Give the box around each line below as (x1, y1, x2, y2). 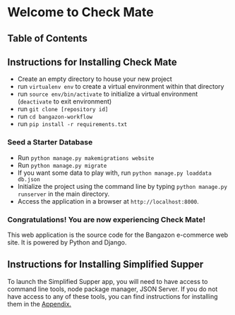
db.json (17, 175, 40, 183)
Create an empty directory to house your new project (17, 75, 173, 83)
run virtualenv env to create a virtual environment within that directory (17, 82, 224, 91)
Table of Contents (7, 32, 88, 44)
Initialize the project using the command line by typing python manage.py (17, 182, 228, 190)
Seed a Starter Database (7, 137, 93, 147)
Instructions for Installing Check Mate (7, 56, 178, 68)
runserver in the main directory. (17, 190, 110, 198)
